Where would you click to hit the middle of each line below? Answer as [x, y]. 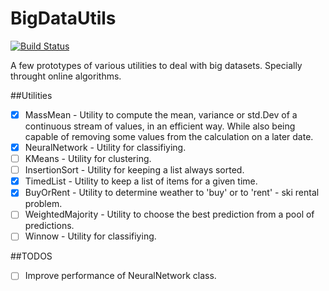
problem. [43, 204]
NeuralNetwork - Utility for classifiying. [105, 147]
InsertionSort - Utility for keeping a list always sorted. [134, 170]
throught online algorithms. [66, 76]
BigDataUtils [63, 18]
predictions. [49, 226]
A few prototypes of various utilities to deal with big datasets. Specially [156, 65]
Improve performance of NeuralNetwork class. [120, 276]
